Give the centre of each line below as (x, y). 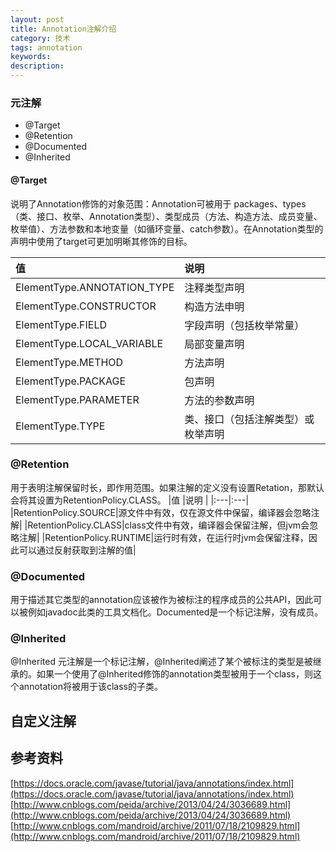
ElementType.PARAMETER (77, 399)
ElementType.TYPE (60, 426)
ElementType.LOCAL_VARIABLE (89, 343)
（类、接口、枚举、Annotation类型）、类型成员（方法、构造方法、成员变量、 (166, 216)
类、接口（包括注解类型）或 (249, 419)
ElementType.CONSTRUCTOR (86, 306)
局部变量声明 (214, 344)
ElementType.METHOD (69, 362)
